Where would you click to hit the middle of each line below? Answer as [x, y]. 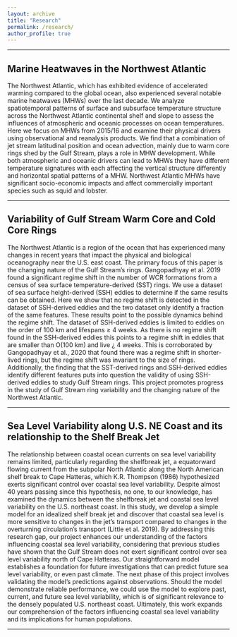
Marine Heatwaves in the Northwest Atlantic [107, 69]
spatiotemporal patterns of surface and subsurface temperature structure [114, 108]
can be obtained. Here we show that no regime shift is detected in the [109, 300]
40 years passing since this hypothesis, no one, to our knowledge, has [110, 492]
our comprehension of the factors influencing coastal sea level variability [113, 612]
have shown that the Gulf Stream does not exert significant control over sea [117, 552]
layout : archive [31, 14]
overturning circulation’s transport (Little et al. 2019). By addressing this [111, 529]
